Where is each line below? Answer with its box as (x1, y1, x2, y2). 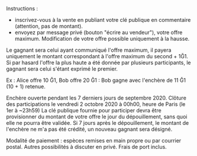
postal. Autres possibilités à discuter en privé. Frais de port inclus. (6, 144, 167, 150)
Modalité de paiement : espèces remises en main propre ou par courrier (6, 137, 182, 144)
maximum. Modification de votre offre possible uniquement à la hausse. (14, 35, 190, 42)
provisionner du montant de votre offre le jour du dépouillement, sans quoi (6, 113, 188, 120)
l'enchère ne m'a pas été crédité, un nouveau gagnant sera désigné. (6, 126, 173, 132)
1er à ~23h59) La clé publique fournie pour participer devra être (6, 107, 162, 114)
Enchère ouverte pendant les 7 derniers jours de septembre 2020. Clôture (6, 94, 186, 101)
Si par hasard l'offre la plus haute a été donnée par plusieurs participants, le (6, 59, 191, 66)
